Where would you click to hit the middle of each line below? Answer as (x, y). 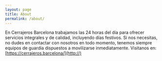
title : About (18, 14)
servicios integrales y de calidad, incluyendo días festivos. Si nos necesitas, (81, 38)
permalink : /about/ (25, 19)
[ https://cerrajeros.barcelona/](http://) (43, 53)
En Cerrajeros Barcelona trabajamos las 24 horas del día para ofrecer (75, 33)
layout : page (18, 10)
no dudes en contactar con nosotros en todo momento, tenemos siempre (79, 43)
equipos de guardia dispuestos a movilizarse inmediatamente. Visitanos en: (81, 48)
